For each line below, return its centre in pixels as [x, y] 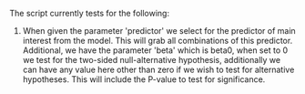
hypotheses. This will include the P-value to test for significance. [144, 79]
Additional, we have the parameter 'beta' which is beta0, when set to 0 [155, 50]
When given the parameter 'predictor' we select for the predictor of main [159, 31]
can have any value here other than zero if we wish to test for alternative [158, 69]
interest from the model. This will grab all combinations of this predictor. [158, 41]
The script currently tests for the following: [90, 13]
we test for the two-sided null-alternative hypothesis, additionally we [151, 60]
